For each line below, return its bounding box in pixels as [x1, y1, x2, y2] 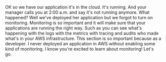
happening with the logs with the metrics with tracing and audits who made [5, 31, 159, 36]
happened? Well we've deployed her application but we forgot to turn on [5, 15, 153, 20]
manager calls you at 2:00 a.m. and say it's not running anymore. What [5, 9, 150, 15]
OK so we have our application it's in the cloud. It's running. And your [5, 4, 147, 10]
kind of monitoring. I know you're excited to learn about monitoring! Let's [5, 46, 154, 52]
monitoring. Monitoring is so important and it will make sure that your [5, 20, 146, 26]
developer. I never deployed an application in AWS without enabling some [5, 41, 156, 46]
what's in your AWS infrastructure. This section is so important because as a [5, 35, 162, 41]
